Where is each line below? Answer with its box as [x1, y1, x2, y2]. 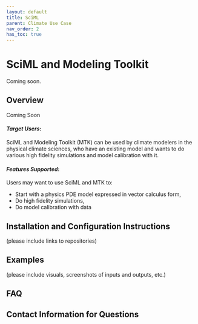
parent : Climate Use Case [6, 20, 71, 26]
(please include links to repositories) [6, 237, 97, 245]
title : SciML [6, 15, 39, 21]
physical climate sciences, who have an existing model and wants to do [6, 145, 185, 152]
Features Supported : [6, 165, 60, 173]
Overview [6, 95, 44, 106]
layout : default [6, 8, 47, 15]
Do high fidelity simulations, [15, 197, 85, 204]
